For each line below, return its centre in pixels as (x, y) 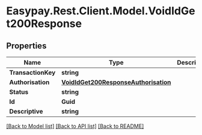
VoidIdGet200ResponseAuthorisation (116, 82)
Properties (26, 46)
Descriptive (26, 111)
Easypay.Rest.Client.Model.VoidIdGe (101, 11)
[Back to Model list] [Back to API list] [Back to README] (75, 126)
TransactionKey (32, 73)
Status (19, 92)
